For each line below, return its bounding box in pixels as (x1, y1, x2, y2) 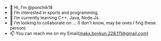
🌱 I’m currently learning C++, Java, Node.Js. (9, 15, 100, 20)
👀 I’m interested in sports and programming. (9, 10, 99, 15)
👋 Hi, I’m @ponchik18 (9, 5, 53, 10)
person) (9, 25, 26, 31)
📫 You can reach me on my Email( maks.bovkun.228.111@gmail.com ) (9, 30, 149, 36)
